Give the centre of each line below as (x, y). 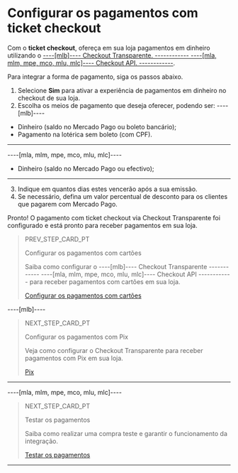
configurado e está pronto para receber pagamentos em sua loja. (103, 225)
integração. (41, 441)
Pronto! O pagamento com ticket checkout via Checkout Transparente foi (114, 217)
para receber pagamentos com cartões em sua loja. (105, 281)
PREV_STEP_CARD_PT (57, 239)
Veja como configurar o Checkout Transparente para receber (114, 350)
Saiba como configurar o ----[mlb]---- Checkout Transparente (116, 266)
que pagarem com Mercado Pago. (68, 204)
